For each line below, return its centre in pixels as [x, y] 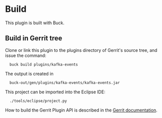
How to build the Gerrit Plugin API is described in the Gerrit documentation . [81, 110]
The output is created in [29, 74]
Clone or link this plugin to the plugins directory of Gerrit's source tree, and [81, 50]
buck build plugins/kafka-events [44, 64]
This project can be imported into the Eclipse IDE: [55, 92]
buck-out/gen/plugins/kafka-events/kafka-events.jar [65, 82]
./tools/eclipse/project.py [38, 101]
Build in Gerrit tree [34, 38]
